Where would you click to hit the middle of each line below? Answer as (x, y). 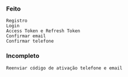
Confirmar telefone (30, 41)
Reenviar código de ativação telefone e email (64, 68)
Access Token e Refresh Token (43, 31)
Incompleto (23, 56)
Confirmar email (26, 36)
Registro (17, 21)
